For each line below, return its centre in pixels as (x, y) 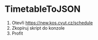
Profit (17, 33)
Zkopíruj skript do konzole (38, 28)
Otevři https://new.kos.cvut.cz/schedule (52, 23)
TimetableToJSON (43, 9)
